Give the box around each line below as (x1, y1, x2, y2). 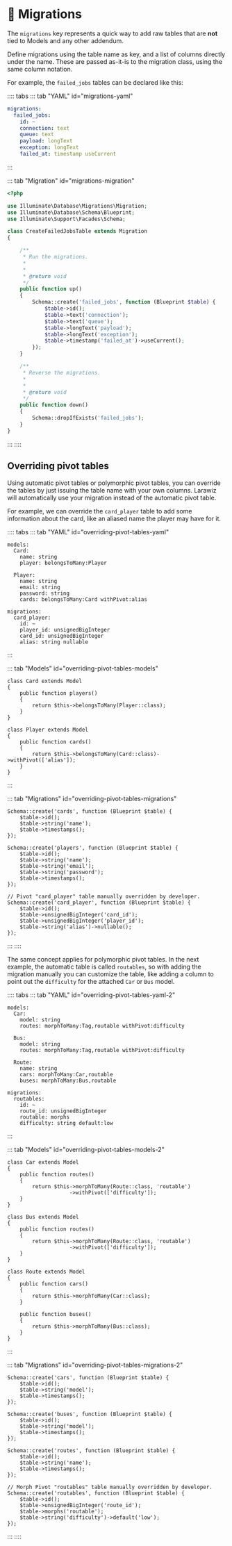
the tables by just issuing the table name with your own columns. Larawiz (7, 486, 217, 494)
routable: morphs (19, 1113, 70, 1121)
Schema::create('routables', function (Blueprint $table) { (7, 1490, 185, 1497)
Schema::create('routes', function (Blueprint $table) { (7, 1447, 176, 1454)
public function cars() (19, 1280, 89, 1288)
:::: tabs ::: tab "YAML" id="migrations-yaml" (7, 92, 133, 100)
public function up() (19, 286, 82, 293)
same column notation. (7, 65, 73, 73)
